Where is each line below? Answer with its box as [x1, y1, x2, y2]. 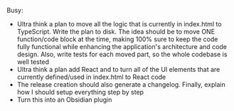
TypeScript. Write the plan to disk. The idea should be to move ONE [16, 28, 215, 36]
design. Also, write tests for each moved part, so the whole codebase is [16, 50, 228, 58]
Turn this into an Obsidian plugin [16, 95, 112, 104]
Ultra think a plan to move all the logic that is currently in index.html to [16, 20, 222, 28]
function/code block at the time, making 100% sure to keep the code [16, 35, 218, 43]
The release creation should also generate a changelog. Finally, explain [16, 80, 225, 88]
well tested [16, 58, 50, 66]
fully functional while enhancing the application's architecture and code [16, 43, 227, 51]
